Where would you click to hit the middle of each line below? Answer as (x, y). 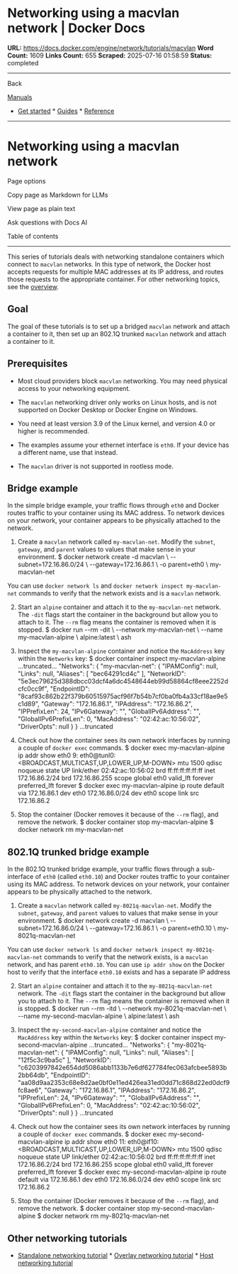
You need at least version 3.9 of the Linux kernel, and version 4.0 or (117, 423)
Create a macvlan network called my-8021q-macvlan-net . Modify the (115, 906)
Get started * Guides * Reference (66, 111)
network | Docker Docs (76, 28)
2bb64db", (33, 1075)
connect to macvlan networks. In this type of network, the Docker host (109, 264)
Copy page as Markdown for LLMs (58, 195)
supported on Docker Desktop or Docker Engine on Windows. (108, 409)
